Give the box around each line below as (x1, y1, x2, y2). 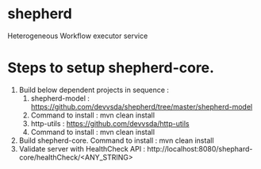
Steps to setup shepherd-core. (7, 59, 215, 77)
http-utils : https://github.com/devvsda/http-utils (30, 118, 190, 128)
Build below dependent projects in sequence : (18, 85, 170, 94)
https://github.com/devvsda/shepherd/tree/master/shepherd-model (30, 102, 253, 111)
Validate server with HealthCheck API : (18, 144, 146, 153)
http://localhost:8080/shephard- (147, 144, 253, 153)
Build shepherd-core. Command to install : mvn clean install (18, 136, 215, 145)
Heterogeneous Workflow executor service (7, 31, 148, 40)
